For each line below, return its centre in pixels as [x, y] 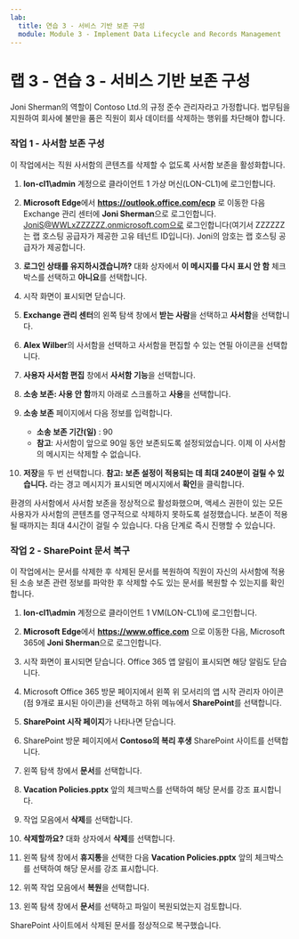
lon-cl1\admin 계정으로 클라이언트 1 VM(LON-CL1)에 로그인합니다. [140, 612]
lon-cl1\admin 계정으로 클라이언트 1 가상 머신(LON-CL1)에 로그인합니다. [149, 183]
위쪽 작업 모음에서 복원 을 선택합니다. [86, 887]
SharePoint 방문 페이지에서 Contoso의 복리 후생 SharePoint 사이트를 [144, 741]
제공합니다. [66, 247]
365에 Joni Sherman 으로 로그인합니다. [92, 643]
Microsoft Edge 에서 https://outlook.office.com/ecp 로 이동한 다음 [144, 202]
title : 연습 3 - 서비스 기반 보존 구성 [82, 26]
